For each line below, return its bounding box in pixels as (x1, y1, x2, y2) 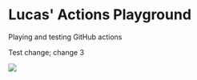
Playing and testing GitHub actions (8, 32, 123, 42)
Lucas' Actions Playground (8, 6, 192, 24)
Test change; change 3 (8, 47, 85, 57)
